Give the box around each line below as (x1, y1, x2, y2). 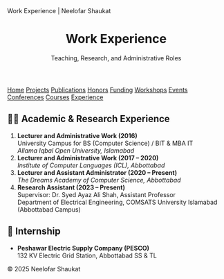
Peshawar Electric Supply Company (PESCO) (17, 244, 150, 252)
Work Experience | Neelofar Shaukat (7, 7, 111, 15)
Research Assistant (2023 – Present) (17, 183, 126, 192)
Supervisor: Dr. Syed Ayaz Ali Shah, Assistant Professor (17, 190, 176, 198)
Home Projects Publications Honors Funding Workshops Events (7, 85, 188, 94)
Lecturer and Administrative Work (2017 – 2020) (17, 153, 159, 162)
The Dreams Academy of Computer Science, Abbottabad (17, 176, 181, 184)
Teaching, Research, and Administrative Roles (50, 53, 182, 62)
